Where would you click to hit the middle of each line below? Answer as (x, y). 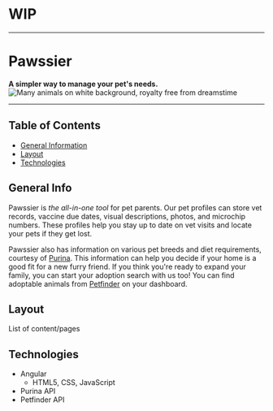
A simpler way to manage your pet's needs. (83, 84)
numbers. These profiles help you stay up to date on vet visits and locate (130, 225)
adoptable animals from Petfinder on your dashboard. (98, 283)
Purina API (38, 392)
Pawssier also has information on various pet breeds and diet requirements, (135, 249)
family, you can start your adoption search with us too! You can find (121, 275)
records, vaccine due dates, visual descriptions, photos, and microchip (127, 216)
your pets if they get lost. (50, 233)
